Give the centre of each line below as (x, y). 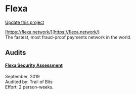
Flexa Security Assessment (34, 65)
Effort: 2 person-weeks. (29, 87)
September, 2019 (23, 76)
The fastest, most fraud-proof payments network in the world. (68, 37)
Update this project (25, 22)
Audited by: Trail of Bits (29, 82)
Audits (16, 53)
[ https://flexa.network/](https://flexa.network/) (52, 32)
